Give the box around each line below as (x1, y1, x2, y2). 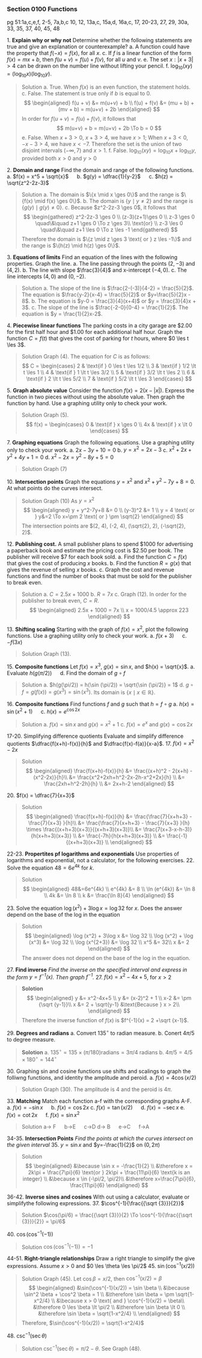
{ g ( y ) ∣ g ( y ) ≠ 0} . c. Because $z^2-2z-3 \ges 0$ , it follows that (21, 203, 177, 211)
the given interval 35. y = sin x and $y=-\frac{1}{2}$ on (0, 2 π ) (7, 1141, 160, 1148)
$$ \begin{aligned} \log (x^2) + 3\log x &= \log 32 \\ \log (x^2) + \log (24, 932, 194, 939)
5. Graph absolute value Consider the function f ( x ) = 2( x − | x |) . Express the (7, 386, 195, 394)
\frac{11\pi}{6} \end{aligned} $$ (69, 1181, 149, 1188)
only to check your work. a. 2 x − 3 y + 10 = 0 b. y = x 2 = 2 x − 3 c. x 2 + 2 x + (7, 445, 192, 453)
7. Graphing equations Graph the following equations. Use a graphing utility (7, 438, 195, 446)
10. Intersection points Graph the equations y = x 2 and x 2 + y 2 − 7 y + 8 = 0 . (7, 477, 195, 485)
